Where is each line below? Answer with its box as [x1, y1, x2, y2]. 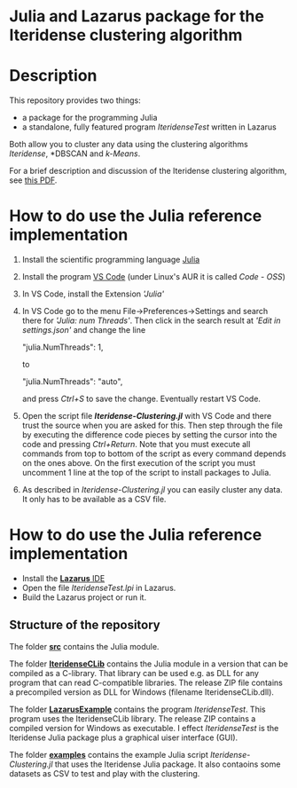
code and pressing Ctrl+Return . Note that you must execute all [21, 439, 251, 450]
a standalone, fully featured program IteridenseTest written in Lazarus [21, 122, 277, 132]
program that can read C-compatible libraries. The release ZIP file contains [9, 677, 284, 688]
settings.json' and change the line [21, 325, 146, 335]
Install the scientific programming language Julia [21, 255, 200, 265]
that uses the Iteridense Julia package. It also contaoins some [54, 759, 281, 769]
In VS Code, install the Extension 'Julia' [21, 288, 165, 299]
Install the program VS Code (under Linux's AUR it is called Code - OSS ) [21, 272, 285, 282]
